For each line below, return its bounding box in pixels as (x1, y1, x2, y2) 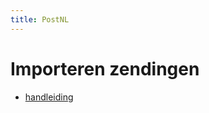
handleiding (24, 91, 74, 103)
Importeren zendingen (10, 57, 200, 80)
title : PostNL (10, 14, 70, 25)
